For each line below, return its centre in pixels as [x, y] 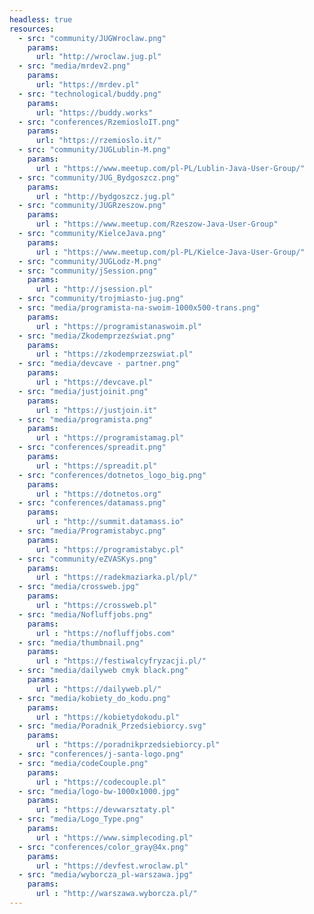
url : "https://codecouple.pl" [101, 782]
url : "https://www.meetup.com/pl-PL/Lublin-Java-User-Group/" [170, 168]
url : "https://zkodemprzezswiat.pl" [114, 354]
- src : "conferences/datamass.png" [92, 503]
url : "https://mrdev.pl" [87, 85]
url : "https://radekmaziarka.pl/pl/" [116, 577]
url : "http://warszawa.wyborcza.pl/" [116, 894]
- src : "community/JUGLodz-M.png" [90, 261]
